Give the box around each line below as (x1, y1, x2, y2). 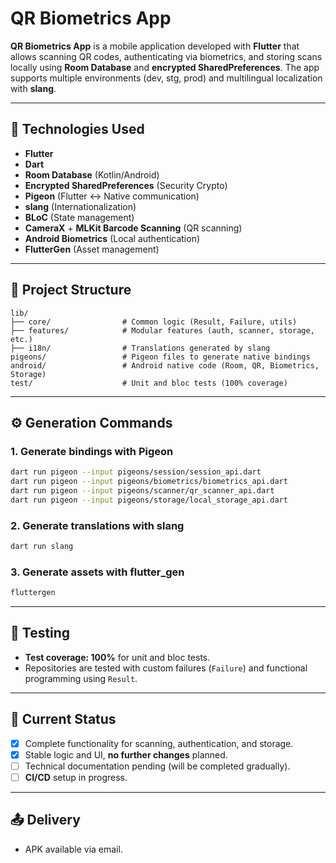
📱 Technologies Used (10, 121, 145, 138)
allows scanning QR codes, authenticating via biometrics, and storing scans (10, 50, 323, 62)
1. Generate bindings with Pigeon (10, 444, 174, 458)
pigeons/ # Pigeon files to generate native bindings (10, 352, 311, 362)
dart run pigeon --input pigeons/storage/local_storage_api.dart (10, 495, 288, 505)
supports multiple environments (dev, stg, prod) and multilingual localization (10, 72, 323, 84)
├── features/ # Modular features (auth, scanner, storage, (10, 325, 315, 336)
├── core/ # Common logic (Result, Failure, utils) (10, 317, 298, 327)
